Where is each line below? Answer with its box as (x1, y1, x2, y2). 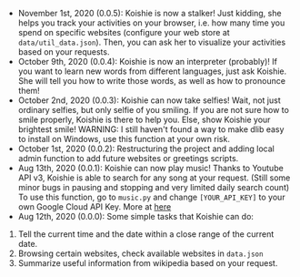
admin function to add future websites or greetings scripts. (17, 153, 239, 163)
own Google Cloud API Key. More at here (17, 201, 172, 212)
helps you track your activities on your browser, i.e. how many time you (17, 17, 285, 28)
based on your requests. (17, 46, 110, 57)
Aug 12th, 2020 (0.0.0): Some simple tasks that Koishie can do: (17, 211, 255, 221)
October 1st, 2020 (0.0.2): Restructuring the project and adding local (17, 143, 275, 154)
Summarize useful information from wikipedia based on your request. (17, 258, 278, 268)
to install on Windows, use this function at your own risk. (17, 134, 230, 144)
